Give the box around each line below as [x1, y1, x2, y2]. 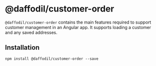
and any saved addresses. [5, 29, 58, 35]
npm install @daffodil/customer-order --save [5, 56, 98, 61]
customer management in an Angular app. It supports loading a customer [5, 24, 151, 30]
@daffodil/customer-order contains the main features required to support [5, 19, 152, 25]
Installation [5, 43, 40, 52]
